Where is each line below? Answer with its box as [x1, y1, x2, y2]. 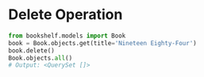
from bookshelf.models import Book [8, 32, 126, 40]
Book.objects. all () [8, 54, 73, 62]
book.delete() [8, 46, 56, 55]
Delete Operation [8, 6, 123, 24]
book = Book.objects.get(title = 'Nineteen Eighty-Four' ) [8, 39, 197, 47]
